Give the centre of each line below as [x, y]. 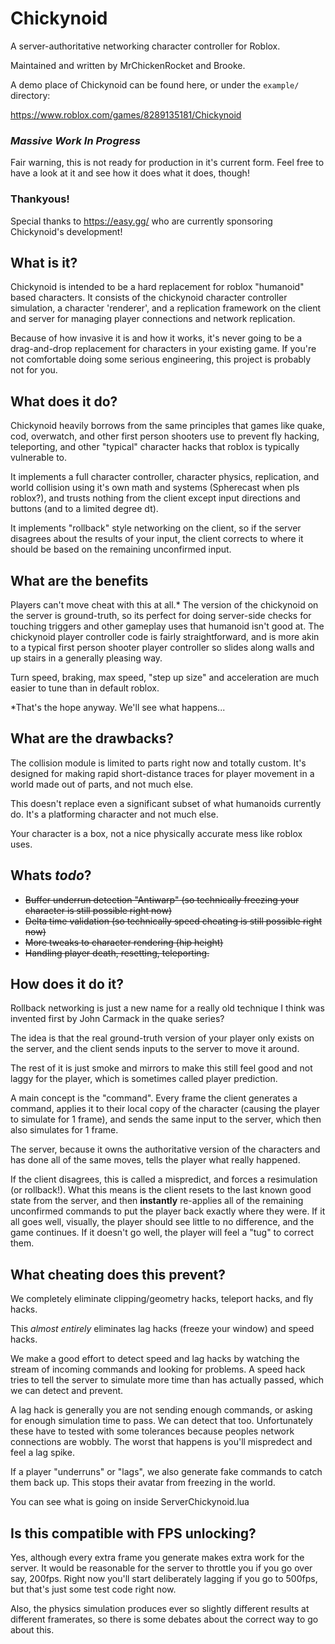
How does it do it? [67, 983]
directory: [30, 95]
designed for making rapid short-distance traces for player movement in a [162, 773]
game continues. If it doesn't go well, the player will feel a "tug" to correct [162, 1233]
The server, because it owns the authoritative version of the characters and [165, 1149]
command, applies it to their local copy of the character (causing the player [165, 1109]
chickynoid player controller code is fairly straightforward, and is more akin [165, 636]
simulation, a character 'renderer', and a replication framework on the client [166, 308]
